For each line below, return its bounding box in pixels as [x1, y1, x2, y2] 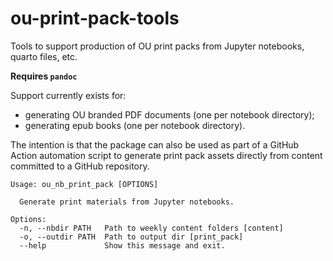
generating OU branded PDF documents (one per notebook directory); [24, 108, 315, 121]
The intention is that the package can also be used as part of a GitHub [10, 138, 300, 151]
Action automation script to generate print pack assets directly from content [10, 149, 323, 161]
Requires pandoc [10, 70, 78, 82]
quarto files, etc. [10, 50, 78, 62]
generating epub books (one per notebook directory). [24, 119, 246, 131]
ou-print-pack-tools [10, 7, 180, 30]
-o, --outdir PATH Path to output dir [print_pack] [19, 232, 244, 242]
